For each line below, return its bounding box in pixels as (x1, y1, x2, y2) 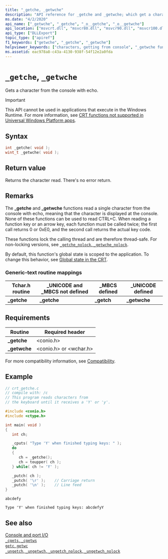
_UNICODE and (46, 282, 83, 289)
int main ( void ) (5, 422, 41, 428)
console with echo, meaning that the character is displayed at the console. (5, 210, 158, 216)
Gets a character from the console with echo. (5, 87, 98, 93)
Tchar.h (11, 282, 31, 289)
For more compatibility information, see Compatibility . (5, 358, 116, 364)
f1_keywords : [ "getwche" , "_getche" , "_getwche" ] (5, 40, 111, 45)
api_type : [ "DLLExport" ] (5, 31, 57, 36)
